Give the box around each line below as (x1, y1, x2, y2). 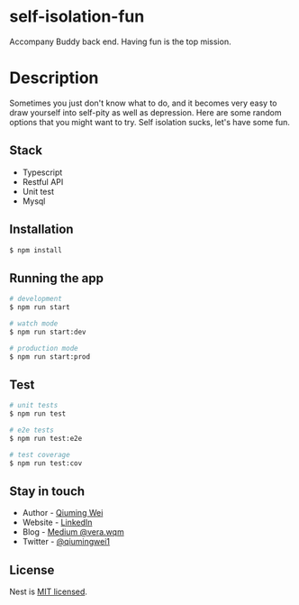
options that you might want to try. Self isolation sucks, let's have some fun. (9, 116, 291, 127)
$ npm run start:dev (9, 327, 87, 336)
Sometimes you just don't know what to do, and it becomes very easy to (9, 97, 277, 108)
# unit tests (9, 401, 59, 410)
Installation (9, 222, 74, 237)
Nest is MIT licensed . (9, 586, 88, 597)
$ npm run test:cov (9, 458, 83, 468)
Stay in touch (9, 483, 86, 499)
